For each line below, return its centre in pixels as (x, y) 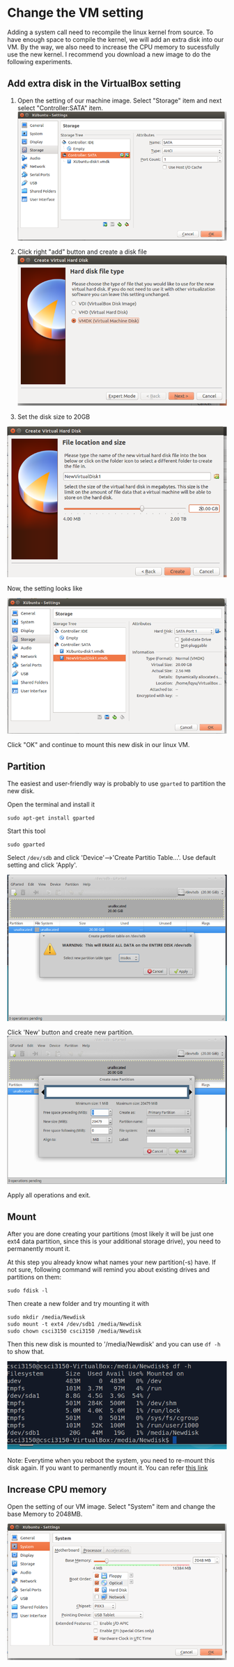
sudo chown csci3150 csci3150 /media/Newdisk (74, 1331)
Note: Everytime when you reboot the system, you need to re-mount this (111, 1460)
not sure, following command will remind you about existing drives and (109, 1269)
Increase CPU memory (57, 1490)
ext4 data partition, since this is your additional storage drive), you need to (114, 1241)
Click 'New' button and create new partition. (71, 1032)
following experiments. (40, 61)
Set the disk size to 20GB (54, 417)
